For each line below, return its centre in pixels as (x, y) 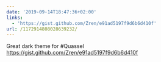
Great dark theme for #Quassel (45, 46)
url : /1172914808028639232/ (42, 29)
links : (15, 18)
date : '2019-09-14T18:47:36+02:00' (52, 12)
